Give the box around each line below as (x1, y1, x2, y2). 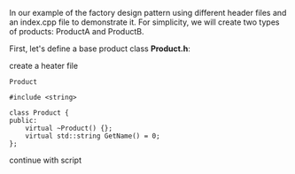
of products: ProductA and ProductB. (9, 26, 144, 36)
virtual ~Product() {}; (25, 124, 113, 132)
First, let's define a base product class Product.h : (9, 43, 190, 54)
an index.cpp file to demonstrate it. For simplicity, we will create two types (9, 17, 280, 27)
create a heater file (9, 61, 78, 71)
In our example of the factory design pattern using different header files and (9, 8, 287, 18)
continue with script (9, 155, 82, 165)
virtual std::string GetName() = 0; (25, 132, 161, 140)
